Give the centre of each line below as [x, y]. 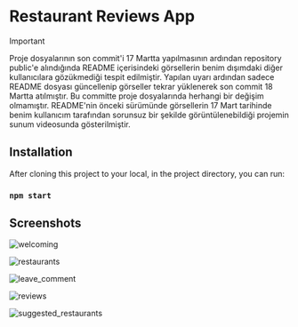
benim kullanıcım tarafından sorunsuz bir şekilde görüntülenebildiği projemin [149, 115]
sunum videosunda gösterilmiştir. [70, 124]
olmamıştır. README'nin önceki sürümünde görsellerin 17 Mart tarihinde [141, 105]
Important [27, 41]
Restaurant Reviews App [102, 16]
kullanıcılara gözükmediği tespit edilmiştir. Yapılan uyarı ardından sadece [142, 76]
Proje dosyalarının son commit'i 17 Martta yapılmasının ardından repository [145, 58]
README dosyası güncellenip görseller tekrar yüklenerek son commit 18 [141, 86]
